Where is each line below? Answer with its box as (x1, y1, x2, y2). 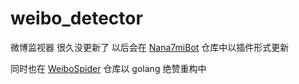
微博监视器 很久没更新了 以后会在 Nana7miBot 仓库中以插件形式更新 (10, 41, 290, 53)
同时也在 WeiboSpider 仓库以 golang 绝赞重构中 (10, 62, 207, 74)
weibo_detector (10, 7, 143, 30)
